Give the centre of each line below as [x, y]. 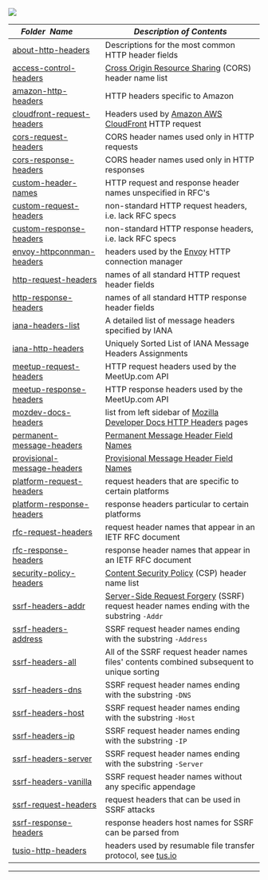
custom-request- [46, 206]
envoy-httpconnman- [54, 252]
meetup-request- [46, 366]
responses [125, 170]
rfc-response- [40, 550]
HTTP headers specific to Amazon [169, 96]
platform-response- [51, 504]
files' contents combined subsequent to [179, 662]
